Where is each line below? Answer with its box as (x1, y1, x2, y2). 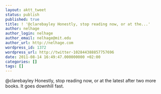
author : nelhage (5, 26, 39, 31)
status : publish (5, 12, 39, 17)
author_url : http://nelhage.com (5, 40, 73, 45)
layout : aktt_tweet (5, 7, 47, 13)
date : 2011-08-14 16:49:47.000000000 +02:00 (5, 54, 101, 60)
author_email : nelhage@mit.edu (5, 36, 71, 41)
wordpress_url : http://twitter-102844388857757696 (5, 50, 114, 55)
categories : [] (5, 59, 37, 64)
